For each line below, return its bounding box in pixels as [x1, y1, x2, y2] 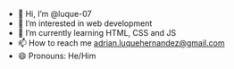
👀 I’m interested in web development [17, 18, 153, 29]
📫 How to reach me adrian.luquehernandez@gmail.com [17, 38, 225, 48]
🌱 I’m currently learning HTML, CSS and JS [17, 28, 177, 38]
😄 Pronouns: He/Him [17, 50, 96, 61]
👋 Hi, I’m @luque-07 [17, 9, 92, 19]
